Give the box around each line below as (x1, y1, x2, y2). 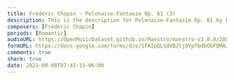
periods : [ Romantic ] (7, 29, 68, 37)
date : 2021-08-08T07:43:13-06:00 (7, 62, 104, 69)
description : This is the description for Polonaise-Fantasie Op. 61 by (7, 17, 223, 24)
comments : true (7, 49, 52, 56)
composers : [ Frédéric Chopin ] (7, 23, 95, 30)
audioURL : (7, 36, 36, 43)
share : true (7, 56, 42, 63)
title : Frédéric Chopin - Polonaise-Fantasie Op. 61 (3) (7, 10, 176, 17)
